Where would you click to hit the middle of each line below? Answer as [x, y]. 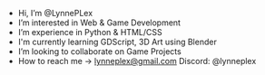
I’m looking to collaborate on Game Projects [99, 52]
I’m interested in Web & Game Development [99, 23]
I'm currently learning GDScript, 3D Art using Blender [118, 42]
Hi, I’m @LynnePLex [55, 13]
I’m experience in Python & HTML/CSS [90, 32]
